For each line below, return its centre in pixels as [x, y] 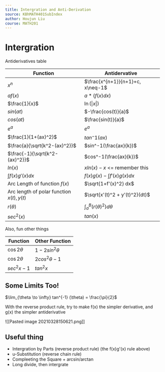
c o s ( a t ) [16, 120]
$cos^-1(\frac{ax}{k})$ [111, 157]
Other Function [53, 241]
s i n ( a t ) [15, 112]
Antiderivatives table [26, 61]
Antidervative [121, 73]
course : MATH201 [22, 23]
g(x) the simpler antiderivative [35, 312]
